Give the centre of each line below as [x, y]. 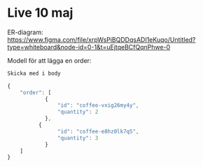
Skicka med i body [34, 73]
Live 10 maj [40, 13]
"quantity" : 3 [78, 138]
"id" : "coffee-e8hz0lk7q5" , [98, 131]
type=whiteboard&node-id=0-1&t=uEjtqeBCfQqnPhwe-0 [89, 47]
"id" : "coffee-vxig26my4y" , [98, 106]
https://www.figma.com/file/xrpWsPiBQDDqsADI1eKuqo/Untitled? [101, 39]
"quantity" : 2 [78, 112]
